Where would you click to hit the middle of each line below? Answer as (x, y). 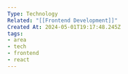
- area (17, 40)
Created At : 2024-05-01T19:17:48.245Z (64, 27)
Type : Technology (33, 14)
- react (19, 60)
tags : (15, 33)
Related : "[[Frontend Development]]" (63, 20)
